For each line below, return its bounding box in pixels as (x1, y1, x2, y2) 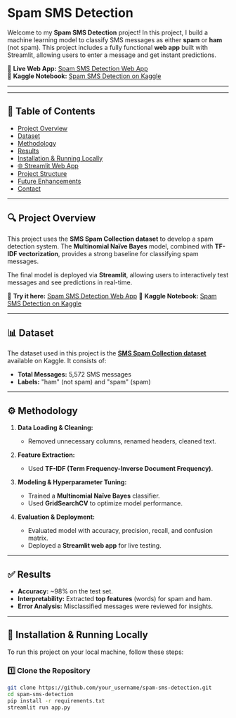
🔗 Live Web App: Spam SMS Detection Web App (7, 64, 148, 73)
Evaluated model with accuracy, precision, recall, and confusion (27, 527, 213, 535)
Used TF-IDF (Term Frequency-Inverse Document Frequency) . (27, 465, 214, 473)
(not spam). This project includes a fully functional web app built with (7, 43, 209, 51)
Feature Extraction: (17, 451, 75, 459)
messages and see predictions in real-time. (7, 278, 133, 286)
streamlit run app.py (7, 704, 71, 711)
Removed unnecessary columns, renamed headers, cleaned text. (27, 437, 216, 446)
